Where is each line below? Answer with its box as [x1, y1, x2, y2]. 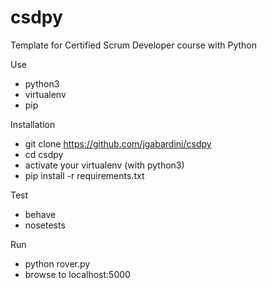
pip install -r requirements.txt [24, 169, 145, 181]
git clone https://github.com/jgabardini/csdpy [24, 137, 212, 150]
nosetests [24, 219, 66, 231]
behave [24, 208, 57, 220]
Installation [10, 118, 56, 130]
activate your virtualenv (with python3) [24, 159, 185, 171]
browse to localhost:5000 [24, 268, 131, 280]
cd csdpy [24, 148, 64, 160]
